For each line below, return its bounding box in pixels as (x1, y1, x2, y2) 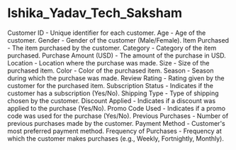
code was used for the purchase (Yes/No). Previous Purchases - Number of (7, 112, 229, 120)
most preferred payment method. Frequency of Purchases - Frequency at (7, 127, 222, 135)
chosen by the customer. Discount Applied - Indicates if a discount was (7, 96, 216, 105)
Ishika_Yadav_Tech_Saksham (7, 5, 183, 21)
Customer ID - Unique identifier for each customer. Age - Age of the (7, 28, 206, 37)
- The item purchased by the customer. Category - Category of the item (7, 43, 217, 52)
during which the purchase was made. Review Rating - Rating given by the (7, 73, 225, 82)
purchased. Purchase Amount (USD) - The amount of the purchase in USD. (7, 51, 226, 60)
